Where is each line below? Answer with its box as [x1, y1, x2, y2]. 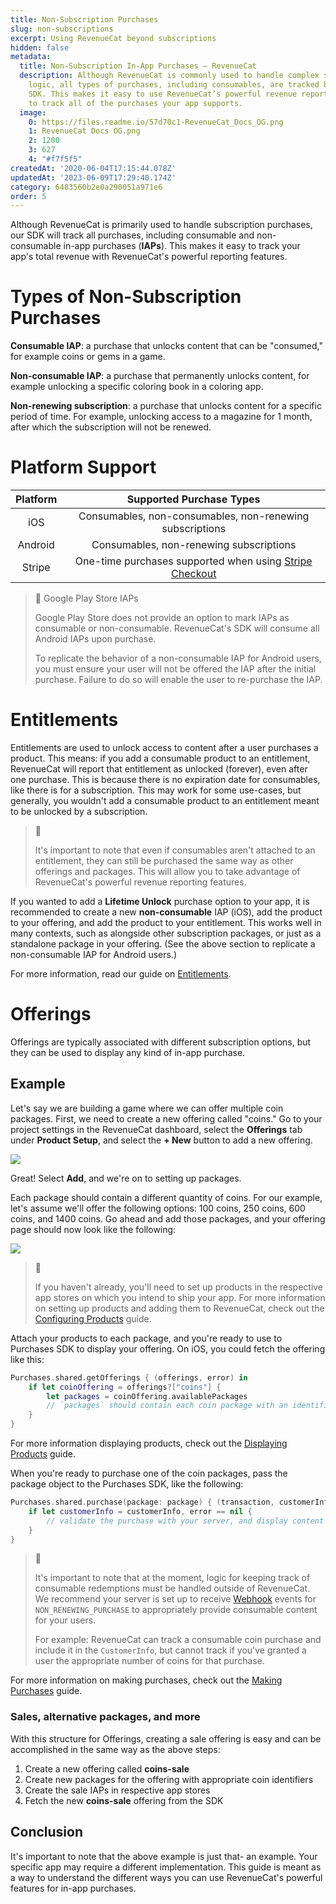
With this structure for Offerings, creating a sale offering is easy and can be [10, 1732, 322, 1745]
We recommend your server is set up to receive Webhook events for [34, 1593, 317, 1605]
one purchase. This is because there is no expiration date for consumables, [10, 774, 321, 786]
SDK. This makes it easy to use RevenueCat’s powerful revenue [28, 89, 298, 99]
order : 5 [10, 191, 47, 201]
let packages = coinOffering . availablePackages [46, 1391, 248, 1401]
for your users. [34, 1614, 97, 1626]
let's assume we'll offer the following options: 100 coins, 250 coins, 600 [10, 1202, 306, 1214]
